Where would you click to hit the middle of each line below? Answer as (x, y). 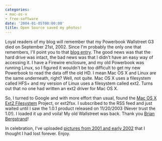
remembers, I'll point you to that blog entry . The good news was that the (78, 52)
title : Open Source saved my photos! (44, 28)
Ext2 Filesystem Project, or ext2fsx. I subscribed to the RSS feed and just (79, 103)
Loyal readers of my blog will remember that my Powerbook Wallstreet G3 (80, 42)
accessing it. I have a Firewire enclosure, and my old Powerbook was (75, 63)
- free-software (22, 19)
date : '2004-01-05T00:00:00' (35, 23)
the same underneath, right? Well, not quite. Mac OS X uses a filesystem (78, 78)
